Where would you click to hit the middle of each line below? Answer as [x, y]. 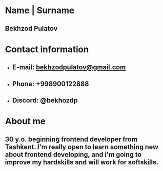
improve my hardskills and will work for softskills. [82, 162]
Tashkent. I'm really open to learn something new [82, 147]
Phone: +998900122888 [51, 84]
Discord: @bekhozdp [45, 100]
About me [25, 121]
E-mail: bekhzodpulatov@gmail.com [69, 67]
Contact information [47, 49]
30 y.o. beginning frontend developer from [71, 139]
